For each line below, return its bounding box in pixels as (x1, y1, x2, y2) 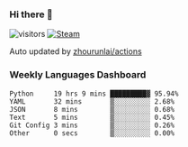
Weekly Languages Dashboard (9, 69, 147, 81)
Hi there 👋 (9, 8, 54, 21)
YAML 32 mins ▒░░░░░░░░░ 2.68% (9, 96, 175, 106)
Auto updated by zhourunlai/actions (9, 46, 142, 57)
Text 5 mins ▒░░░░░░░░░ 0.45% (9, 113, 175, 122)
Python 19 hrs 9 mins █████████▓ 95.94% (9, 89, 179, 98)
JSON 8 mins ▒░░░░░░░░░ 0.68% (9, 105, 175, 114)
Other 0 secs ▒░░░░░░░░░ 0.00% (9, 128, 175, 138)
